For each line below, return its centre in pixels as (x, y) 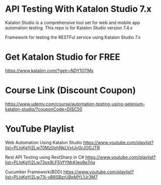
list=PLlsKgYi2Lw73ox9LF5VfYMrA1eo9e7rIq (50, 162)
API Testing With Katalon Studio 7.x (78, 9)
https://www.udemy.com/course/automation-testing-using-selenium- (75, 104)
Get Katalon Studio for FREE (63, 57)
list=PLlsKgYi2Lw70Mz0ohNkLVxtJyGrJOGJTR (53, 147)
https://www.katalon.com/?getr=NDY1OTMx (49, 70)
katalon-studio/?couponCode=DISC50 (44, 109)
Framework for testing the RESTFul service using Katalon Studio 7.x (73, 37)
